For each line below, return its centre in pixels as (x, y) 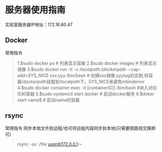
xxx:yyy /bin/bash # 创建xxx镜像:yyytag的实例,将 (99, 75)
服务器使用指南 (35, 10)
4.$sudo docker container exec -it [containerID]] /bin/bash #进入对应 (87, 88)
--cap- (134, 69)
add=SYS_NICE (33, 75)
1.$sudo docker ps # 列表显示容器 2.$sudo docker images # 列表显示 (87, 63)
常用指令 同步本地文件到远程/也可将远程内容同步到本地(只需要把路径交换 (78, 128)
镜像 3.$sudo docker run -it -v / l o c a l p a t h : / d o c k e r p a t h (71, 69)
